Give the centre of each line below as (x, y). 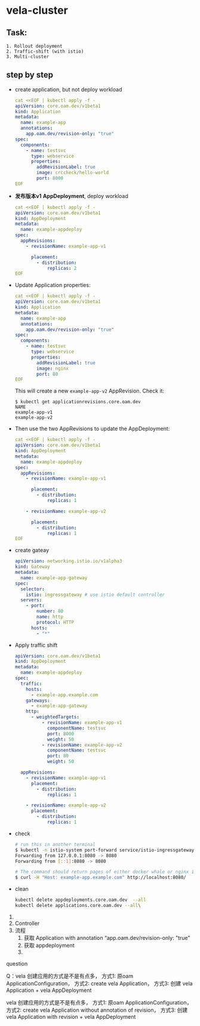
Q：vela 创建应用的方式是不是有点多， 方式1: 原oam (70, 976)
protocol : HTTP (56, 622)
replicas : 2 (62, 268)
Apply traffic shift (36, 645)
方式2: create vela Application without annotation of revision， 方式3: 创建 (97, 1010)
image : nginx (53, 369)
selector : (33, 589)
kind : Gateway (32, 567)
